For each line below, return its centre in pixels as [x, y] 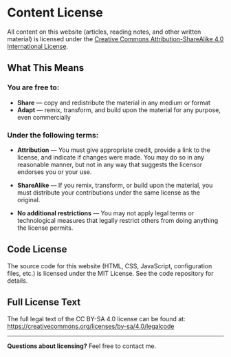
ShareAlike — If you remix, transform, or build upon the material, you [115, 185]
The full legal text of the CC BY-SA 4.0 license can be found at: [96, 318]
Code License [37, 249]
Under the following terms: [53, 135]
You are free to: [33, 87]
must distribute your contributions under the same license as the [109, 192]
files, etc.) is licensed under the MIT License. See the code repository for [111, 273]
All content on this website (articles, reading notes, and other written [104, 32]
